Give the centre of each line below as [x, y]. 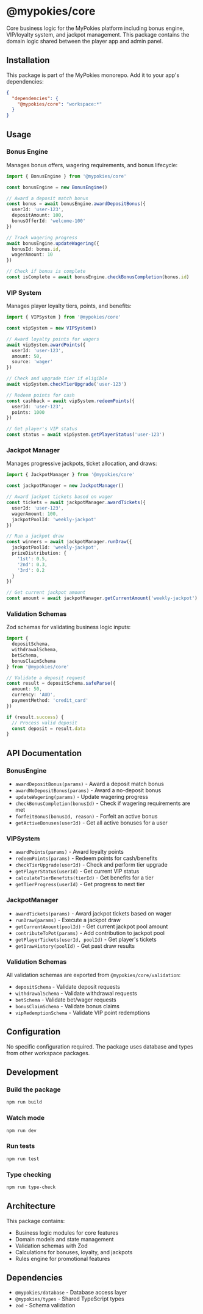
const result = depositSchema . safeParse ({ [61, 684]
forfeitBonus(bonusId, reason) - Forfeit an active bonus [86, 817]
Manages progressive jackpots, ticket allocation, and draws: [82, 464]
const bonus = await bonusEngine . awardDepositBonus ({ [76, 204]
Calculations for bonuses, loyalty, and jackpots [74, 1252]
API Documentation [44, 753]
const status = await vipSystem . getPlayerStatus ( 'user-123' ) [86, 435]
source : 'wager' [32, 362]
